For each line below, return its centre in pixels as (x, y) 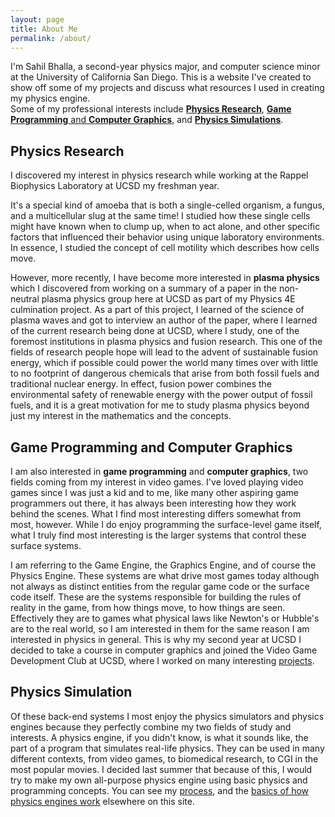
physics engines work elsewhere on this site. (102, 801)
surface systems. (46, 545)
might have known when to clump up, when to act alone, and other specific (165, 227)
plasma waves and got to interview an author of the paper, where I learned (164, 320)
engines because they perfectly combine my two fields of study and (151, 727)
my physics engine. (50, 98)
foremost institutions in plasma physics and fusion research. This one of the (166, 342)
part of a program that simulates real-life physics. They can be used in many (167, 748)
